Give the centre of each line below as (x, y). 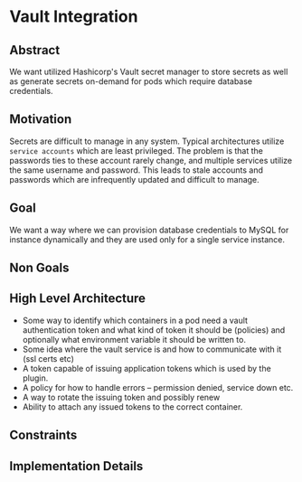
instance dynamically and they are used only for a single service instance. (147, 239)
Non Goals (39, 268)
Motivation (41, 119)
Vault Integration (74, 17)
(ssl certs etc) (48, 358)
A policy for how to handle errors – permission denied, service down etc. (158, 387)
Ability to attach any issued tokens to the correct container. (132, 406)
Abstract (35, 50)
